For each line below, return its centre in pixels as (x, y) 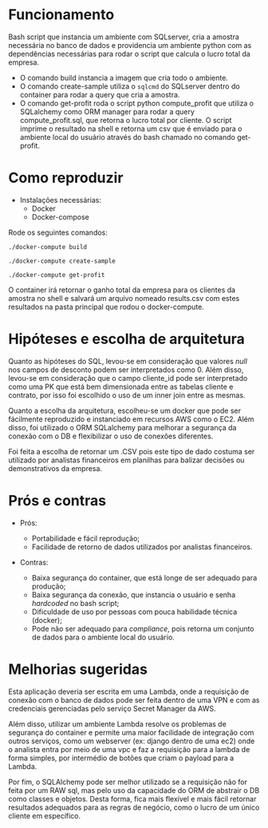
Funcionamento (61, 15)
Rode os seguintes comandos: (58, 232)
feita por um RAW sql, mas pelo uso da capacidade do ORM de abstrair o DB (134, 790)
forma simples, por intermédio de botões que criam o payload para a (121, 758)
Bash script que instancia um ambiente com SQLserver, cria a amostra (124, 37)
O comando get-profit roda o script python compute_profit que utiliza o (136, 103)
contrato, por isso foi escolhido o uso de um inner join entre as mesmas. (127, 395)
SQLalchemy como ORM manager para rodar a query (107, 111)
